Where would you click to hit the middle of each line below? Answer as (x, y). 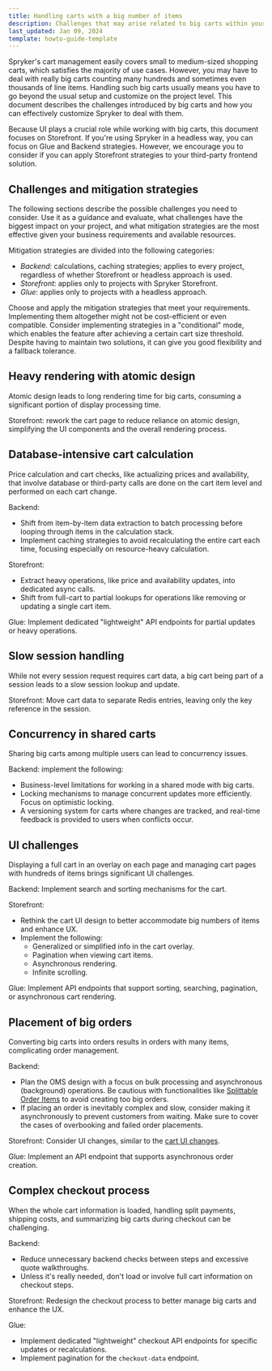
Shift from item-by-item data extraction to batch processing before (131, 523)
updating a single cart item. (66, 606)
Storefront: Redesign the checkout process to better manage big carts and (132, 1300)
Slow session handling (66, 656)
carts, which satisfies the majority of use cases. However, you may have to (133, 71)
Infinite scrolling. (60, 972)
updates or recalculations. (64, 1349)
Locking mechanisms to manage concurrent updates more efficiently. (136, 794)
